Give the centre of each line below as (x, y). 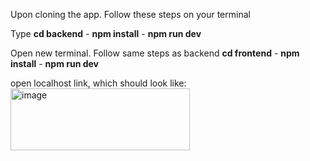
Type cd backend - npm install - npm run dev (106, 33)
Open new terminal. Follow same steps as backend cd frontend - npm (155, 53)
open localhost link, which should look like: (98, 83)
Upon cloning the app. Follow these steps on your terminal (130, 14)
